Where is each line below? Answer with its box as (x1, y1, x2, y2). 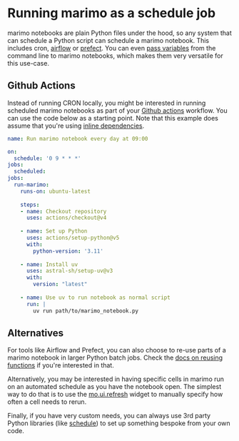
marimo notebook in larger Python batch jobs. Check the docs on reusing (7, 353, 223, 362)
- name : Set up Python (20, 228, 88, 235)
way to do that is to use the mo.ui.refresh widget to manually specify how (7, 390, 223, 399)
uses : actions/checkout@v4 (26, 214, 107, 222)
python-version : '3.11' (33, 248, 103, 255)
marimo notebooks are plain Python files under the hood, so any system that (7, 29, 232, 37)
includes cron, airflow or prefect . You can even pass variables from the (7, 44, 216, 52)
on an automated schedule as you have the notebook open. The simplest (7, 382, 222, 391)
